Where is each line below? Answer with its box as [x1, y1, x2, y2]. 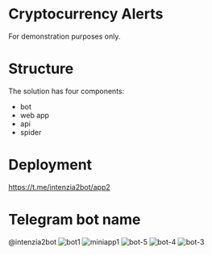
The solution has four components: [8, 86, 125, 96]
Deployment [8, 156, 93, 174]
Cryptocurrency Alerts [8, 5, 164, 23]
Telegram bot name [8, 211, 141, 228]
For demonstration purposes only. [8, 31, 121, 41]
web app [19, 110, 50, 120]
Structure [8, 60, 74, 78]
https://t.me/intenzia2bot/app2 [8, 182, 110, 191]
